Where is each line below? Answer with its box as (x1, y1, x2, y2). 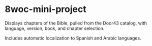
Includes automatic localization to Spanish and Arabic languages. (5, 35, 141, 41)
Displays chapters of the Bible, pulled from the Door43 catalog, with (5, 20, 147, 26)
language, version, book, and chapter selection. (5, 25, 105, 31)
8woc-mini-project (5, 3, 87, 15)
